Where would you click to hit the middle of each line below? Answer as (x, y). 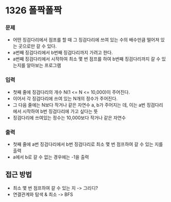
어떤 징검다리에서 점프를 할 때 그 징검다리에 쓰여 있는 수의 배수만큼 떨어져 (86, 40)
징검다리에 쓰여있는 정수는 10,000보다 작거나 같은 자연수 (69, 118)
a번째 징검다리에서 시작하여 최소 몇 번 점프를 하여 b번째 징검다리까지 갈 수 (87, 59)
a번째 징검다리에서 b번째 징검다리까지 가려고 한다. (63, 53)
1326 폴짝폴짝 (34, 10)
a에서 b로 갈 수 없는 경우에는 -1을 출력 (51, 157)
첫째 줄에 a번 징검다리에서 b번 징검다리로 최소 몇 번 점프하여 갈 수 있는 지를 (88, 144)
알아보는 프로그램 (44, 65)
